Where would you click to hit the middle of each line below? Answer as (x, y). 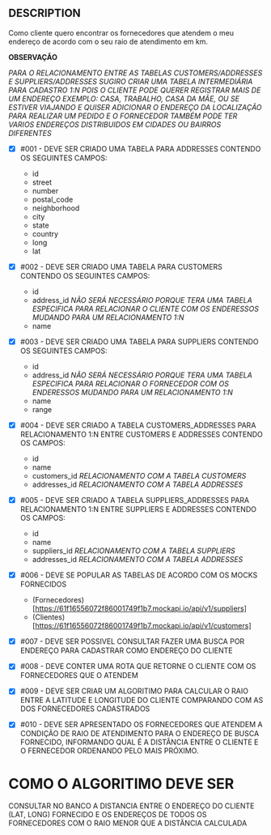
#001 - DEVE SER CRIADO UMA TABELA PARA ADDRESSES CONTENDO (140, 148)
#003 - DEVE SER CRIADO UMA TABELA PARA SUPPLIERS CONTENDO (139, 341)
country (45, 233)
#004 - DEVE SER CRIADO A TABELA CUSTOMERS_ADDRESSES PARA (138, 425)
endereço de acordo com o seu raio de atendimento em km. (108, 41)
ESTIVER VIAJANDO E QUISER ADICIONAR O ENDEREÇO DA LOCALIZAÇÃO (135, 107)
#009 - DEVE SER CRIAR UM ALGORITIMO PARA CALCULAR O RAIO (134, 691)
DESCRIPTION (44, 13)
